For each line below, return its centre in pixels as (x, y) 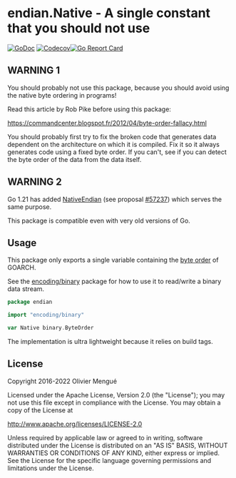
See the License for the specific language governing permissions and (109, 460)
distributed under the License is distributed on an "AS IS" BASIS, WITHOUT (118, 445)
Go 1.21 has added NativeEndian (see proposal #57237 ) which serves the (115, 199)
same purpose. (30, 207)
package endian (30, 302)
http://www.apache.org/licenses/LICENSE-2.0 (75, 424)
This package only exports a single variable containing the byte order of (113, 260)
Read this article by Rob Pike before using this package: (89, 109)
